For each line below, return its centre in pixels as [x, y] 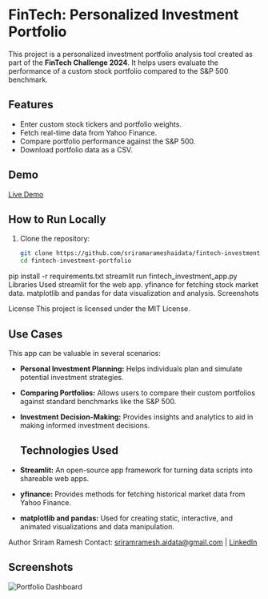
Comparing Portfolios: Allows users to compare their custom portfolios [138, 393]
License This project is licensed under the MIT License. [99, 309]
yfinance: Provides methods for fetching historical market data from [132, 494]
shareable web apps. [54, 478]
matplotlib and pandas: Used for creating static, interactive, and [126, 518]
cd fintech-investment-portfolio [76, 261]
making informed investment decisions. [85, 425]
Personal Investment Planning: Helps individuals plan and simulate [131, 368]
